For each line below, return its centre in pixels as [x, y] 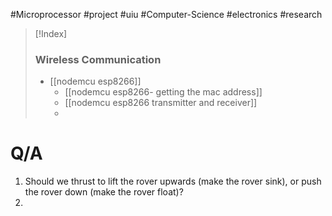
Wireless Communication [98, 59]
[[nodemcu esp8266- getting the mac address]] [163, 92]
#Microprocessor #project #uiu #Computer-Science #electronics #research [166, 14]
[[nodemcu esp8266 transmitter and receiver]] [161, 103]
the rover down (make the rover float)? [104, 192]
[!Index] [51, 33]
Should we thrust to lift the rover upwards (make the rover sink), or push [173, 181]
